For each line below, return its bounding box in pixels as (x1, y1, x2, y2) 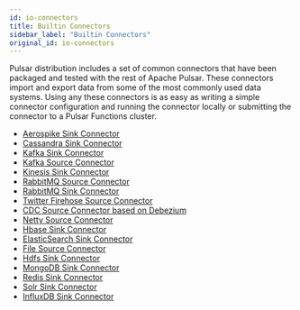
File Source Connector (22, 243, 106, 254)
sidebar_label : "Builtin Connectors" (9, 30, 151, 39)
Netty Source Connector (22, 214, 114, 225)
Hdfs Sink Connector (22, 253, 101, 264)
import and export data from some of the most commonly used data (9, 82, 261, 93)
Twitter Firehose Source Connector (22, 196, 153, 206)
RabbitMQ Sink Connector (22, 186, 120, 196)
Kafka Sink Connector (22, 148, 105, 159)
